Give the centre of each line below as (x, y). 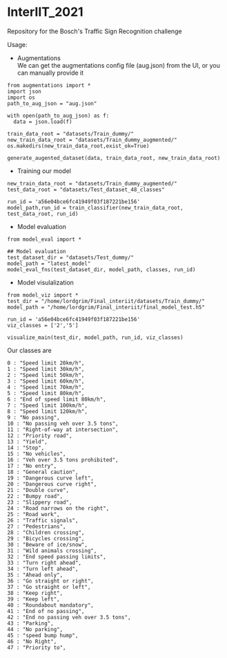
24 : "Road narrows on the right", (58, 508)
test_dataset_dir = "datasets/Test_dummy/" (71, 257)
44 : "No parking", (35, 629)
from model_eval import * (44, 239)
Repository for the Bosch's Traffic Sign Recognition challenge (95, 31)
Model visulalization (46, 282)
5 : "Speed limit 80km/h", (46, 393)
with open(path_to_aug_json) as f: (58, 116)
